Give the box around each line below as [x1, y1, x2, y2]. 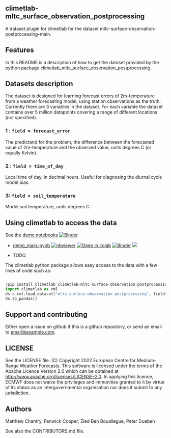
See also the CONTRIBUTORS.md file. [5, 428, 85, 434]
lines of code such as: [5, 267, 52, 274]
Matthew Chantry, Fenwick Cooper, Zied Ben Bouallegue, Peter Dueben [5, 418, 155, 424]
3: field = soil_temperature [5, 192, 76, 199]
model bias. [5, 179, 30, 185]
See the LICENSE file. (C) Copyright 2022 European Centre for [5, 358, 136, 364]
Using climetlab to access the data [5, 218, 117, 227]
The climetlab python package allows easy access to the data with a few [5, 262, 158, 268]
